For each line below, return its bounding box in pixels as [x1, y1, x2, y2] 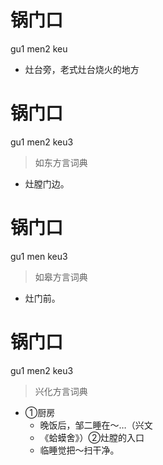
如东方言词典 [34, 156, 88, 168]
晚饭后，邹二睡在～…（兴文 [39, 419, 153, 431]
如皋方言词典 [34, 271, 88, 283]
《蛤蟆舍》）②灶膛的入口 [39, 431, 145, 443]
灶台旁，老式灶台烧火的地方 [24, 63, 140, 75]
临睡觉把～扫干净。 [39, 444, 120, 456]
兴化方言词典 [34, 385, 88, 397]
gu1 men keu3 [10, 250, 68, 262]
